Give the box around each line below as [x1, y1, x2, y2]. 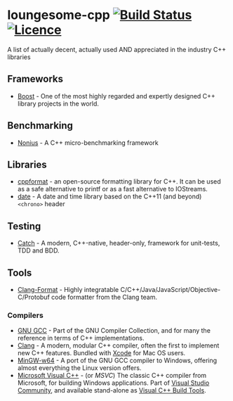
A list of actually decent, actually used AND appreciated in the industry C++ [7, 45, 227, 53]
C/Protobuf [17, 293, 51, 301]
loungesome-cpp [7, 7, 110, 23]
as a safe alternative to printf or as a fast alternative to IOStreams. [17, 185, 208, 193]
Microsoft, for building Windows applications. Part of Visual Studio [17, 378, 210, 387]
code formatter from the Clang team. [51, 293, 158, 301]
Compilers [7, 310, 44, 320]
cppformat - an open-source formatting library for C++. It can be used [17, 177, 221, 186]
